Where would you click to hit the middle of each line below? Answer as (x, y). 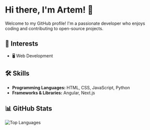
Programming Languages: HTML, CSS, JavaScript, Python (71, 87)
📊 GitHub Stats (29, 108)
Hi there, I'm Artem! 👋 (49, 10)
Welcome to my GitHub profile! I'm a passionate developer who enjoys (75, 23)
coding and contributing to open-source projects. (54, 28)
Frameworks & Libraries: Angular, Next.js (53, 93)
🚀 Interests (22, 44)
